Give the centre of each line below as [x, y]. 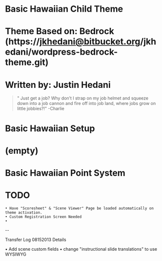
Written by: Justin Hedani [58, 85]
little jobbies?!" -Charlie [40, 109]
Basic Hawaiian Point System [65, 173]
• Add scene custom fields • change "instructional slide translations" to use [81, 249]
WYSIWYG [16, 254]
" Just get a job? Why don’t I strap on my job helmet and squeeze [83, 98]
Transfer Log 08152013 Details [36, 240]
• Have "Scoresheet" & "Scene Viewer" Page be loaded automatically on [79, 208]
